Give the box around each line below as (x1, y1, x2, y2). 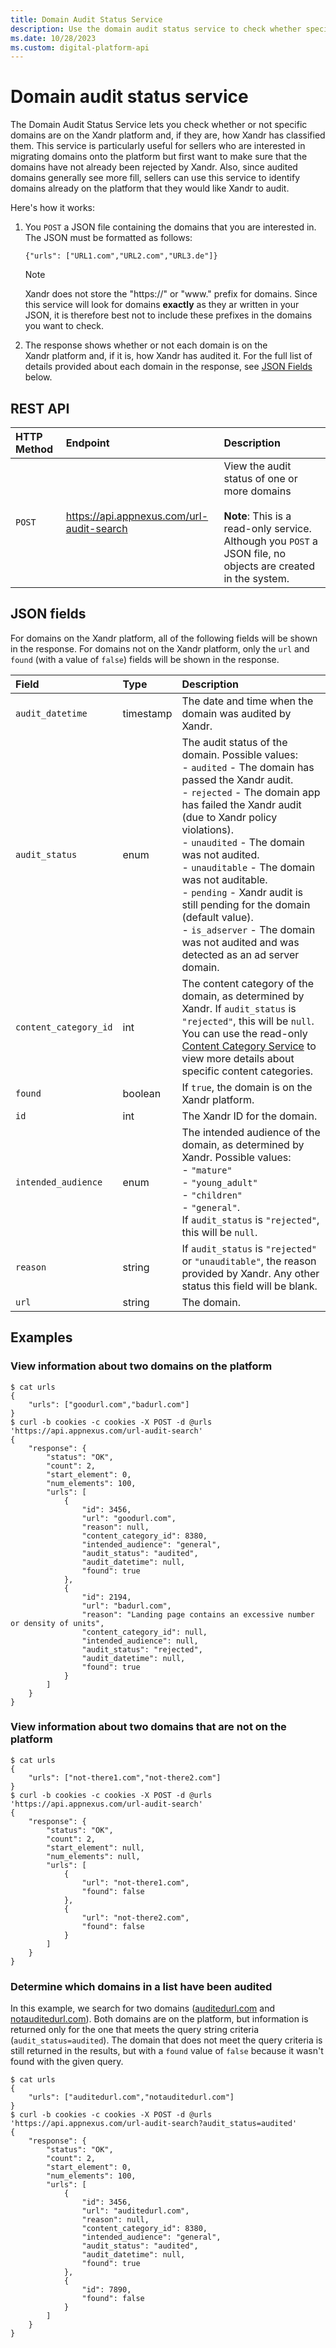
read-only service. (223, 522, 312, 535)
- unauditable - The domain (181, 860, 316, 874)
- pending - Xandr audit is (181, 885, 303, 899)
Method (15, 442, 54, 456)
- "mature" (181, 1162, 233, 1176)
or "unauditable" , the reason (181, 1254, 317, 1268)
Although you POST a (223, 534, 318, 548)
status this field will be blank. (181, 1279, 318, 1293)
